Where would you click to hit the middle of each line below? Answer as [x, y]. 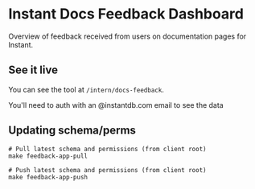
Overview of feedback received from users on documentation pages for [127, 36]
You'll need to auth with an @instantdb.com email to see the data [116, 105]
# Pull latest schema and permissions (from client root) [107, 149]
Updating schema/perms [72, 131]
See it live [33, 70]
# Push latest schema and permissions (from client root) [107, 170]
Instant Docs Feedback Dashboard [126, 14]
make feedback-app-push [48, 177]
